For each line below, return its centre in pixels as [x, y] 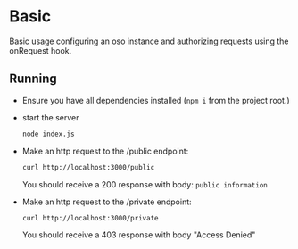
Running [33, 79]
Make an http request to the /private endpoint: [107, 202]
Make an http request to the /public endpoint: [105, 151]
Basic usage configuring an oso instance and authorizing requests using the [149, 41]
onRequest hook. [41, 50]
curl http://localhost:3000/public [88, 167]
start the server [50, 117]
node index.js [48, 134]
